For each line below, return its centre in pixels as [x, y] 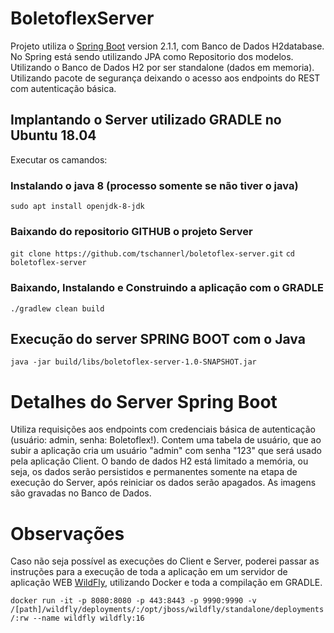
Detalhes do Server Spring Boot [144, 401]
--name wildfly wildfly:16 [88, 618]
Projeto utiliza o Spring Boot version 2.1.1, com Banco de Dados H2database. [167, 46]
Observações [67, 533]
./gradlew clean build [57, 308]
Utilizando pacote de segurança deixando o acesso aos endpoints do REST [165, 78]
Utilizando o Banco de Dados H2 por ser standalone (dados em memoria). [162, 67]
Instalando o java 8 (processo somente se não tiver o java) [154, 185]
